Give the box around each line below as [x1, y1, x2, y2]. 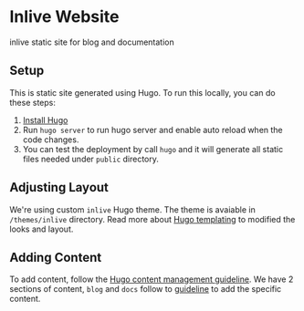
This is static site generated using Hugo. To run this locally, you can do [9, 87, 276, 98]
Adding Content [9, 249, 102, 265]
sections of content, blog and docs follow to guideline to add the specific [9, 284, 282, 295]
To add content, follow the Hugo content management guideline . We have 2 [9, 274, 294, 285]
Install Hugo [22, 114, 68, 125]
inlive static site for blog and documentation [9, 36, 175, 47]
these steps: [9, 97, 57, 108]
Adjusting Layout [9, 180, 110, 195]
